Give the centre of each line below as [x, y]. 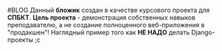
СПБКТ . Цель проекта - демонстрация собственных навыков [101, 17]
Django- [203, 32]
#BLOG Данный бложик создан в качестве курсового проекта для [109, 10]
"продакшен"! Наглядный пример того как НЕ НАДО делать [99, 32]
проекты [20, 40]
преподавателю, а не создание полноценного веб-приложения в [106, 25]
